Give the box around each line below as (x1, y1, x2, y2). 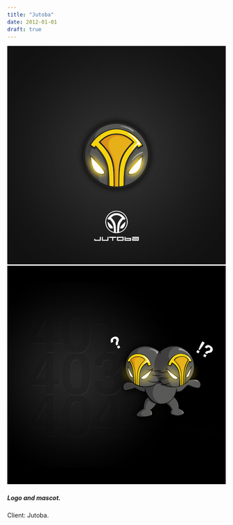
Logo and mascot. (7, 493, 61, 502)
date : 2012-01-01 (7, 18, 58, 26)
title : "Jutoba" (7, 11, 54, 18)
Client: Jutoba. (7, 511, 49, 519)
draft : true (7, 26, 42, 33)
